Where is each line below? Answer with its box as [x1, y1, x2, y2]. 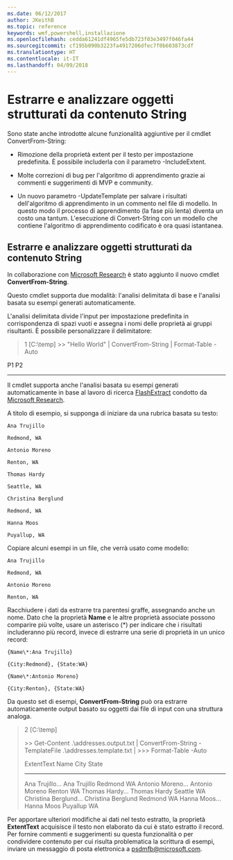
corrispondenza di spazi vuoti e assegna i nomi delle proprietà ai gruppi [7, 320, 212, 328]
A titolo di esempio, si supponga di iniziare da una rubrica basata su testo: [7, 409, 218, 418]
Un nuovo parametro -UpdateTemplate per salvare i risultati [17, 191, 187, 200]
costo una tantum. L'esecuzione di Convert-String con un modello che [17, 214, 218, 222]
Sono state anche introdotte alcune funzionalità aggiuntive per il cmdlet [7, 129, 212, 137]
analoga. [7, 712, 33, 721]
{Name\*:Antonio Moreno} [7, 673, 79, 680]
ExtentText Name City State [24, 760, 103, 768]
